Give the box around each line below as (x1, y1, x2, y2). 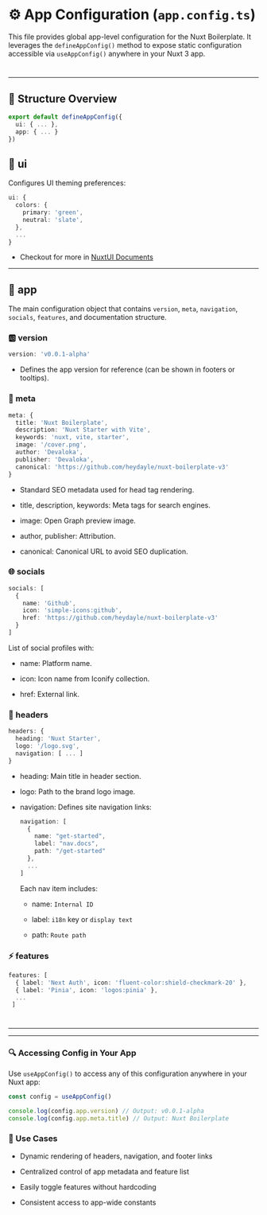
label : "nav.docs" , (34, 839, 99, 848)
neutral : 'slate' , (22, 216, 83, 224)
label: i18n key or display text (31, 914, 133, 924)
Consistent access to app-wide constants (19, 1197, 157, 1207)
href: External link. (19, 689, 80, 699)
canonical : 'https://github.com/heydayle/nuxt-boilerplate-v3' (15, 463, 229, 471)
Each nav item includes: (19, 883, 98, 893)
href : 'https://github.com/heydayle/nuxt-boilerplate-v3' (22, 614, 219, 622)
